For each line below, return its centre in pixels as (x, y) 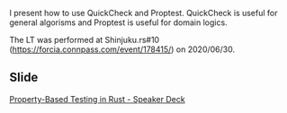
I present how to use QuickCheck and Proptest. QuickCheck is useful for (143, 13)
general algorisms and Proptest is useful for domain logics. (118, 22)
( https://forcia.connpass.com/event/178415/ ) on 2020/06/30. (122, 49)
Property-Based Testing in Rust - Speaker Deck (98, 99)
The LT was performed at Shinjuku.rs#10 (85, 40)
